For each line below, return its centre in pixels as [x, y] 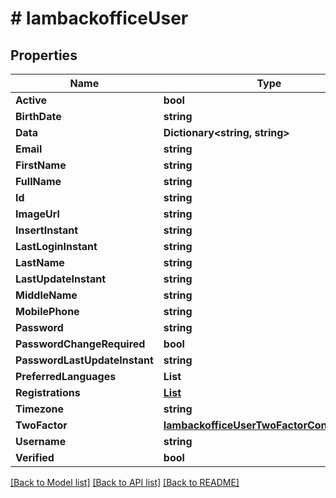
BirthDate [38, 116]
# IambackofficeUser [99, 18]
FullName [38, 181]
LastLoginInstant [56, 246]
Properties [44, 55]
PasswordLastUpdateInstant [84, 360]
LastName [40, 262]
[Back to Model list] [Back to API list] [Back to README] [125, 482]
